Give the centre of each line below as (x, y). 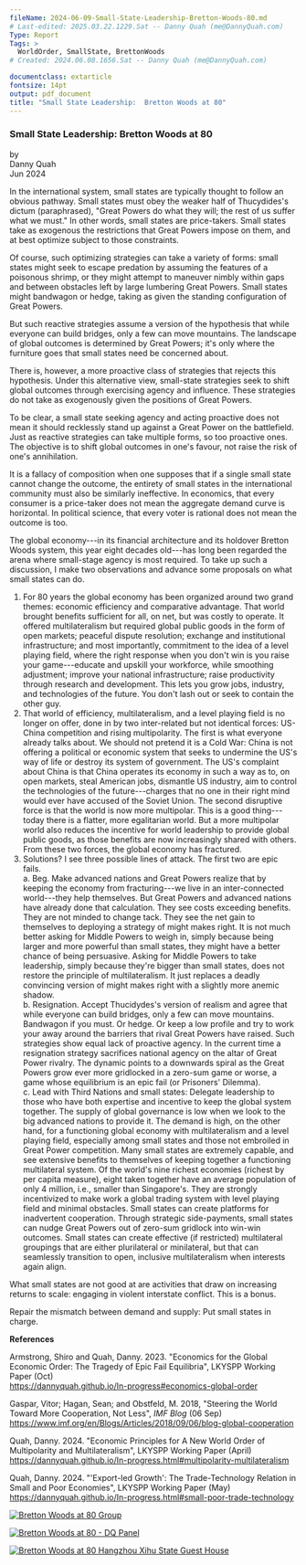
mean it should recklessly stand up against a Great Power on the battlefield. (152, 427)
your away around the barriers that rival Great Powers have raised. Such (158, 1033)
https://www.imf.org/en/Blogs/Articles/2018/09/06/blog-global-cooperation (152, 1422)
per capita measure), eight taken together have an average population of (159, 1179)
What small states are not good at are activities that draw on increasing (143, 1284)
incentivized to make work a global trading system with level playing (151, 1199)
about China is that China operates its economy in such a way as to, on (156, 771)
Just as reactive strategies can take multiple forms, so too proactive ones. (148, 437)
